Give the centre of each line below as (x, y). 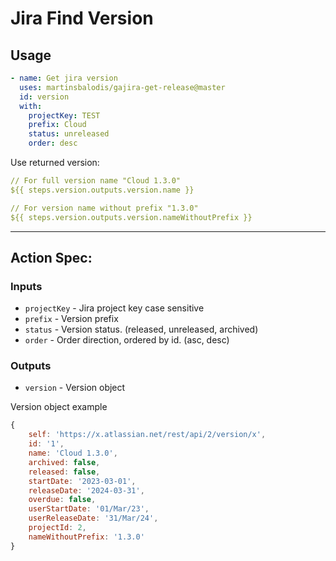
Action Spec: (51, 257)
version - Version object (75, 388)
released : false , (64, 472)
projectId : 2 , (57, 528)
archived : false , (64, 462)
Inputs (26, 286)
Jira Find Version (82, 18)
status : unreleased (69, 134)
